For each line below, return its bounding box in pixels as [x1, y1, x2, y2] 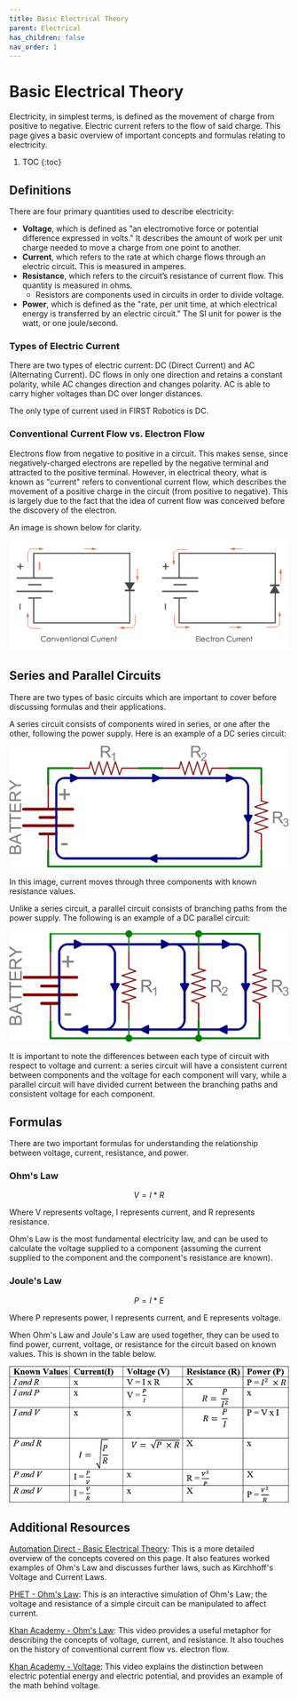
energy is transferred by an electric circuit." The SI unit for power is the [21, 308, 282, 319]
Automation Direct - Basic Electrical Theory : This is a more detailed [9, 1543, 255, 1554]
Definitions [9, 182, 72, 197]
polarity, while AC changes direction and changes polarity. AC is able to [9, 379, 271, 390]
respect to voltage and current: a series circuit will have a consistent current [9, 1060, 288, 1071]
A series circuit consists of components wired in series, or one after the [9, 718, 271, 729]
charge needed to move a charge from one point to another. [21, 243, 241, 252]
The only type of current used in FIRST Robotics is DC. [9, 405, 209, 417]
